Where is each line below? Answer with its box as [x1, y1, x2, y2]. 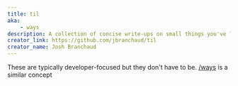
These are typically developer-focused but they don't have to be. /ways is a [7, 63, 228, 71]
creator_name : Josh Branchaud [7, 43, 97, 50]
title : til [7, 10, 40, 18]
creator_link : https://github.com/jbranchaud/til [7, 37, 157, 44]
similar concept [7, 70, 52, 79]
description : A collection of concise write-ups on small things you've [7, 30, 227, 38]
